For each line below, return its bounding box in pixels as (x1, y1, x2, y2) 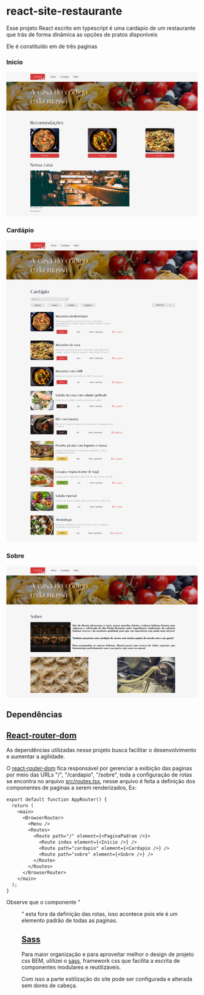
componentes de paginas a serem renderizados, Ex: (6, 784, 137, 791)
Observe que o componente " (6, 898, 81, 906)
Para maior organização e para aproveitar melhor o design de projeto (21, 951, 194, 958)
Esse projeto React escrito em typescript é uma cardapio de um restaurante (6, 24, 196, 32)
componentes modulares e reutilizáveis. (21, 963, 121, 971)
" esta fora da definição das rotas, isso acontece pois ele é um (21, 910, 178, 917)
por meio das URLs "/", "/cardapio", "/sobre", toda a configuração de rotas (6, 771, 192, 778)
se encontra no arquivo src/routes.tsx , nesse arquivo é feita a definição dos (6, 777, 195, 784)
